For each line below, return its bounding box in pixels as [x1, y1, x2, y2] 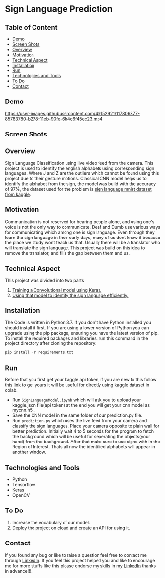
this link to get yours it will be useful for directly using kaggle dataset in [5, 382, 150, 388]
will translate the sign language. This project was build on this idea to [5, 245, 145, 251]
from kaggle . [5, 191, 31, 198]
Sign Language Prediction [5, 3, 113, 15]
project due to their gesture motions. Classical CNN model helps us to [5, 176, 147, 182]
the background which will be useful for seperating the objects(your [12, 434, 150, 440]
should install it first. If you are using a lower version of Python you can [5, 325, 149, 331]
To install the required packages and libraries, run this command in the [5, 335, 148, 341]
